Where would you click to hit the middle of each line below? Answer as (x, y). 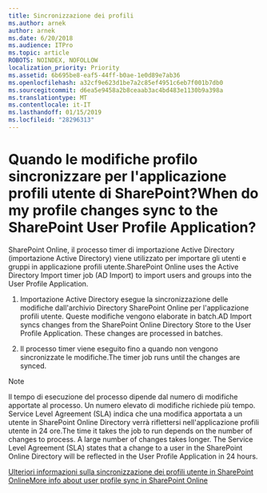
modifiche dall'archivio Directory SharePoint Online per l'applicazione (134, 307)
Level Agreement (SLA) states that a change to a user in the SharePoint (126, 447)
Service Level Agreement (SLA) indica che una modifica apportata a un (126, 414)
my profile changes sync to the (113, 211)
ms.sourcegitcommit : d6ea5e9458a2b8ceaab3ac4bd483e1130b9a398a (116, 90)
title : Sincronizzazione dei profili (71, 16)
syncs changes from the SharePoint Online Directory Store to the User (135, 324)
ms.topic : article (39, 53)
